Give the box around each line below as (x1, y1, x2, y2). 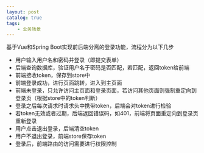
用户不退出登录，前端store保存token (15, 132, 107, 140)
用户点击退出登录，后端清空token (15, 125, 99, 132)
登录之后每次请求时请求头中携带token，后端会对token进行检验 (15, 102, 172, 110)
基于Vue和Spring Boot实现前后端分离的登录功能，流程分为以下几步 (6, 43, 174, 51)
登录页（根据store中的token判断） (15, 94, 101, 102)
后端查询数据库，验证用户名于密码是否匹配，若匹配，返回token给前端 (15, 64, 190, 71)
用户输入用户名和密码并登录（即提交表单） (15, 56, 122, 64)
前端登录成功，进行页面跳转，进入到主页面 (15, 79, 122, 87)
